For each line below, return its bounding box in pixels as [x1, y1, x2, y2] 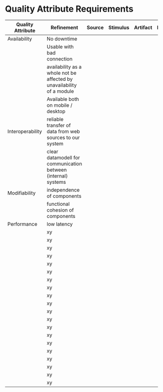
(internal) [47, 172, 68, 179]
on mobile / [47, 101, 73, 108]
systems [47, 178, 66, 185]
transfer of [47, 122, 71, 129]
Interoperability [7, 128, 42, 135]
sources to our [47, 134, 80, 141]
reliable [47, 116, 64, 122]
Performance [7, 220, 37, 227]
